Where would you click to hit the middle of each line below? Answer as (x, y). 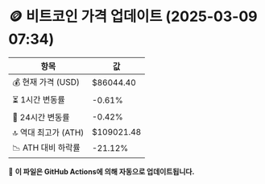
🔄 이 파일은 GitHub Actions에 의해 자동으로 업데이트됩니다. (101, 171)
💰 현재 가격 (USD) (46, 82)
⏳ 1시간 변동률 (39, 99)
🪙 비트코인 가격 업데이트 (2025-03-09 (133, 17)
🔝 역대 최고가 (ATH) (48, 132)
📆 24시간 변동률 (41, 117)
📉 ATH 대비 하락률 (46, 148)
